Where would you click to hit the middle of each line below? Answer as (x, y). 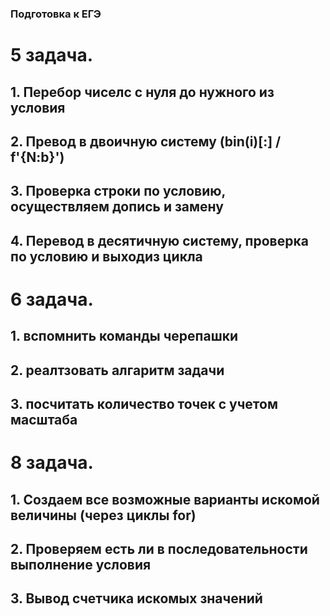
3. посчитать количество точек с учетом (144, 404)
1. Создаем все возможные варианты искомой (165, 499)
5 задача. (52, 55)
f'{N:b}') (37, 157)
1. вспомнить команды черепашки (124, 336)
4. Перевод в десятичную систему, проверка (159, 240)
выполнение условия (81, 565)
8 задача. (52, 463)
